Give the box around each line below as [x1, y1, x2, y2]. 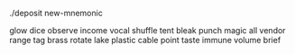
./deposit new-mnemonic [9, 8, 104, 18]
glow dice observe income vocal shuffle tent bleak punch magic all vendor [9, 25, 286, 35]
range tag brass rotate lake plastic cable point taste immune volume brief [9, 35, 281, 45]
